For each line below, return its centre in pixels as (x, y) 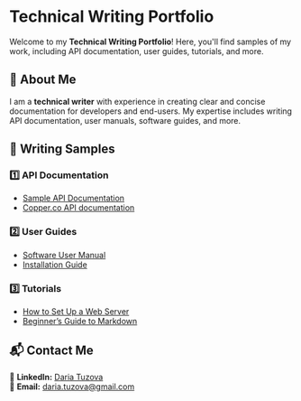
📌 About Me (43, 80)
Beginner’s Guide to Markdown (80, 322)
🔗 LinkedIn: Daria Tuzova (56, 377)
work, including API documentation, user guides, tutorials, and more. (137, 51)
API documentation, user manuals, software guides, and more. (125, 120)
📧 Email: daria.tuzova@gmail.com (72, 387)
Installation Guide (55, 265)
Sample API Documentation (73, 198)
